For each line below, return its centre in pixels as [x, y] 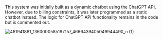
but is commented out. [27, 22]
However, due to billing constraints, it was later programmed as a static [76, 12]
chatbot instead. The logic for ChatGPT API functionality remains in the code [82, 17]
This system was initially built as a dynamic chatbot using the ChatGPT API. [81, 7]
